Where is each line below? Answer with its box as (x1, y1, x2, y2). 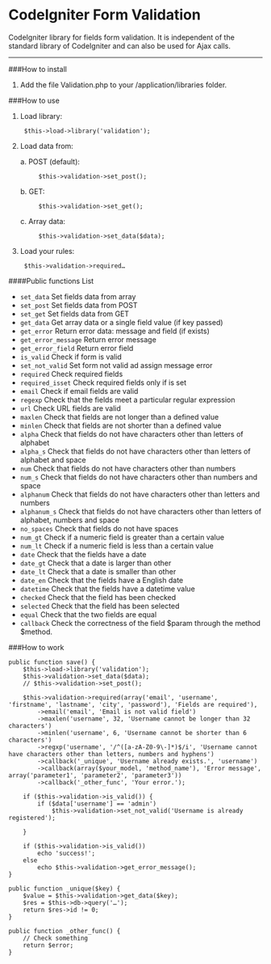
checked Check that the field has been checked (19, 592, 177, 602)
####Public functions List (8, 276, 94, 285)
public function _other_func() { (8, 927, 121, 935)
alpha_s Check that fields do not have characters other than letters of (19, 446, 252, 456)
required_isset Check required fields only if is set (19, 378, 187, 387)
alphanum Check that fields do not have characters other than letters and (19, 489, 261, 499)
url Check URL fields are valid (19, 403, 121, 413)
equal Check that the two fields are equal (19, 609, 157, 619)
